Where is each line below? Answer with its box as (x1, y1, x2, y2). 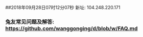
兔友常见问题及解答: (5, 18, 55, 25)
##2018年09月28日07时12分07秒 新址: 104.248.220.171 (5, 5, 121, 10)
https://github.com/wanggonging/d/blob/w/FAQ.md (5, 25, 138, 32)
